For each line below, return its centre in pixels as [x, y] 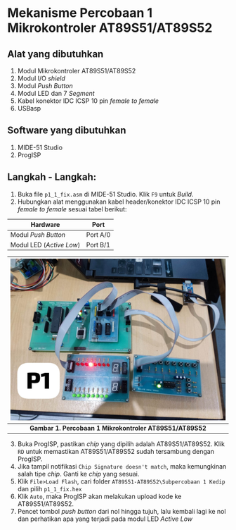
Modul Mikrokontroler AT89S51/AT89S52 [77, 71]
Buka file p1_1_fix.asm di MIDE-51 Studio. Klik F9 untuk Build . [105, 194]
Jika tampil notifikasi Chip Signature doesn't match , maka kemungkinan [122, 466]
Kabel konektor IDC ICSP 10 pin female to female [88, 101]
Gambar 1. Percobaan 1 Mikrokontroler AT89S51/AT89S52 [118, 429]
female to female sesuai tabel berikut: [72, 209]
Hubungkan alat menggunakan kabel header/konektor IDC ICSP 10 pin [119, 202]
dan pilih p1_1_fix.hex [50, 488]
